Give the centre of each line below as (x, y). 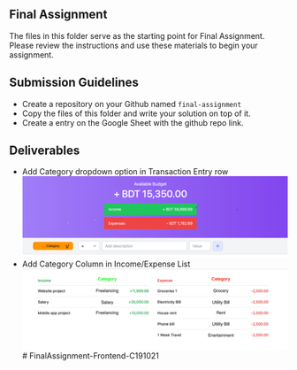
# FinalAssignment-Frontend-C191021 (90, 356)
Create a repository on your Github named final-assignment (131, 104)
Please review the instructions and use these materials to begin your (133, 45)
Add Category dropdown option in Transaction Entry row (125, 172)
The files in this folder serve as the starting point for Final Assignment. (137, 35)
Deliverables (45, 151)
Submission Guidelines (74, 83)
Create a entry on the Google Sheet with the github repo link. (133, 122)
